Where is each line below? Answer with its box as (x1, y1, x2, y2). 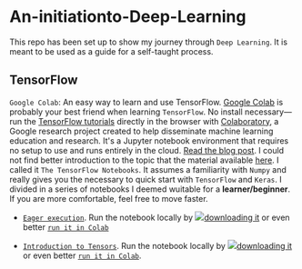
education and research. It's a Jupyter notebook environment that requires (9, 134, 289, 146)
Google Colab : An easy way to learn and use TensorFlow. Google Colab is (9, 96, 284, 107)
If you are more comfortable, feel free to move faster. (9, 193, 208, 204)
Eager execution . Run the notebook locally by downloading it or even (22, 212, 290, 223)
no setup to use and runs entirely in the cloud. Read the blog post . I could (9, 144, 285, 155)
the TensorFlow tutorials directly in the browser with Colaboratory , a (24, 115, 279, 126)
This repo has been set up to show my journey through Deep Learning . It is (9, 36, 288, 47)
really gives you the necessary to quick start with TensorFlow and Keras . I (9, 174, 282, 184)
